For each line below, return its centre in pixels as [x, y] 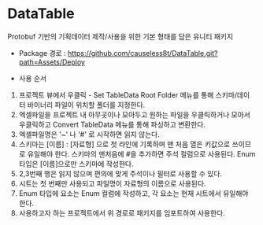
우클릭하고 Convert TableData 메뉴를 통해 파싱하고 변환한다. [112, 124]
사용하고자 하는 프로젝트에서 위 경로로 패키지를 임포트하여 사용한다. [122, 212]
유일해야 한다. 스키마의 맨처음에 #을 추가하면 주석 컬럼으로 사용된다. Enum [141, 153]
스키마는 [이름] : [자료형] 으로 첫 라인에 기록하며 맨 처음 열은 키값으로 [124, 144]
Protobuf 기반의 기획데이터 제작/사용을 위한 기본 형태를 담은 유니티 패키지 [120, 36]
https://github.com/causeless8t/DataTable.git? [143, 53]
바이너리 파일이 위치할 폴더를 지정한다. [86, 105]
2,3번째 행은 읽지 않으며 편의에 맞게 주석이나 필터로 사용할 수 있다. [120, 173]
